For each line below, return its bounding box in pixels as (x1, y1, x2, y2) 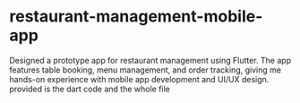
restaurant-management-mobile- (9, 6, 263, 27)
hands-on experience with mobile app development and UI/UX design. (9, 73, 270, 84)
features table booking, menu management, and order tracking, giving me (9, 64, 282, 75)
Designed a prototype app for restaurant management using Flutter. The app (9, 55, 292, 65)
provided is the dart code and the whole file (9, 83, 170, 94)
